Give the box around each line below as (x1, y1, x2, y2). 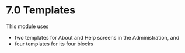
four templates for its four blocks (14, 40, 93, 47)
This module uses (6, 23, 49, 30)
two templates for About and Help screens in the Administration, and (14, 34, 180, 41)
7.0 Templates (6, 3, 76, 17)
